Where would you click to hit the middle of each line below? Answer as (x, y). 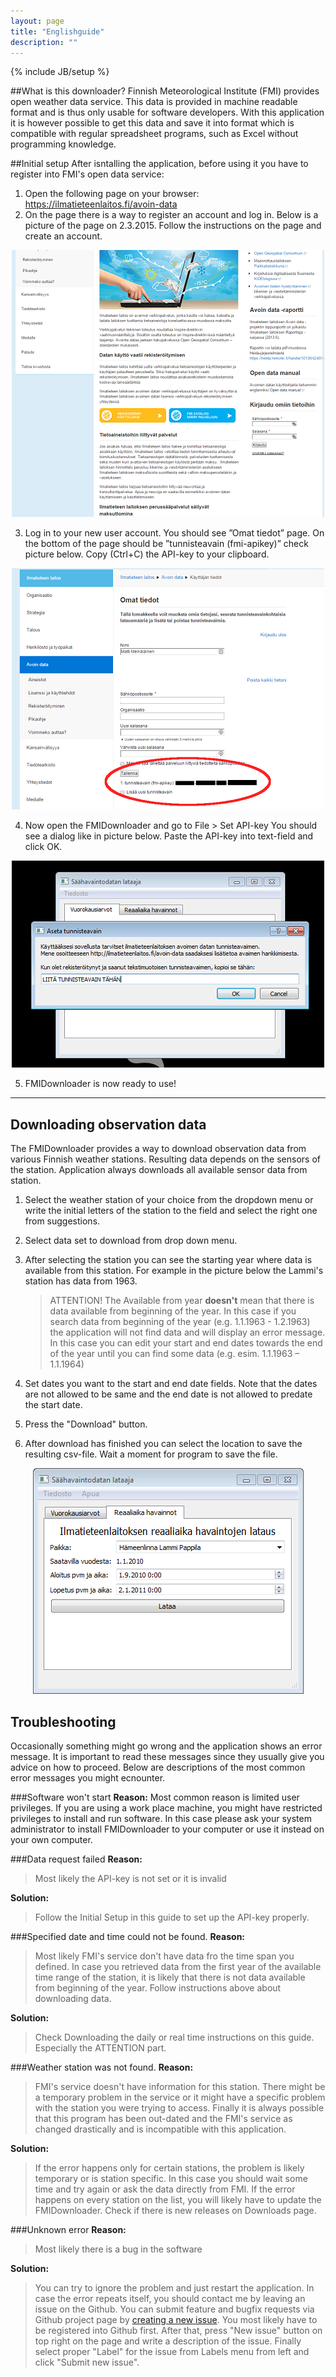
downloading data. (73, 1998)
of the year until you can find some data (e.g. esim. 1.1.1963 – (174, 1354)
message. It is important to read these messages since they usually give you (167, 1756)
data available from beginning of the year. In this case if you (173, 1311)
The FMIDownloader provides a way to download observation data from (158, 1149)
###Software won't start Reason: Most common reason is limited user (155, 1797)
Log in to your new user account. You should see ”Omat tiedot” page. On (174, 533)
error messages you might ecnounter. (88, 1778)
